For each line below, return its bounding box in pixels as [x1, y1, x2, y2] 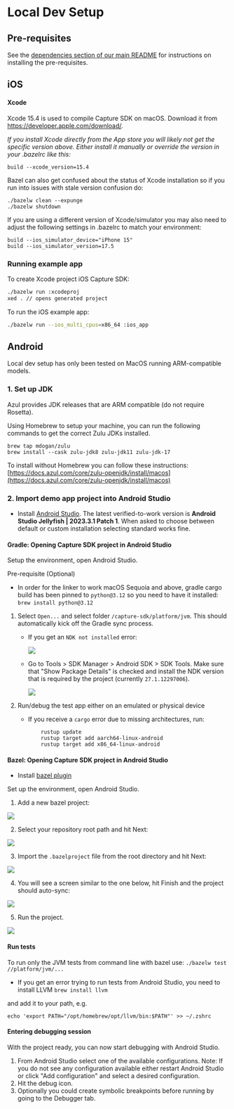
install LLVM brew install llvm [17, 985, 108, 994]
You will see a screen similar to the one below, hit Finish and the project [17, 879, 224, 888]
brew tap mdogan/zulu [7, 442, 71, 450]
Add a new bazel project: [17, 798, 90, 807]
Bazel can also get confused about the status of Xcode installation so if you [7, 176, 226, 184]
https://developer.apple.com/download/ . [7, 121, 124, 130]
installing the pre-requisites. [7, 58, 88, 67]
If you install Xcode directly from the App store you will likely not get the [7, 135, 215, 143]
